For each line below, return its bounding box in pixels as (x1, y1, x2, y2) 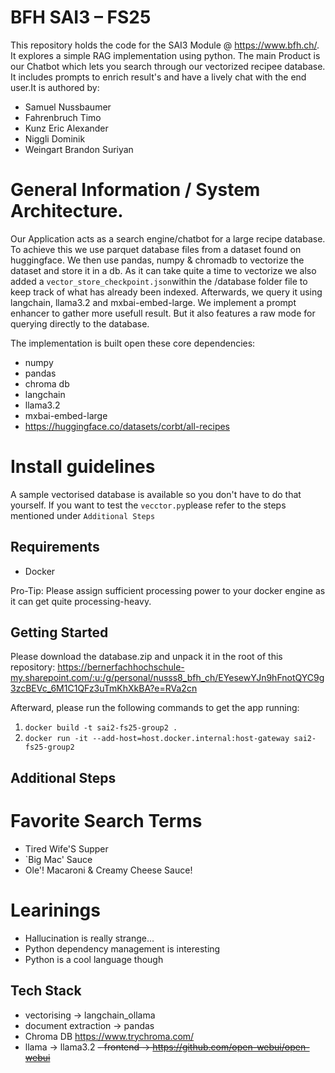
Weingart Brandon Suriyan (24, 143, 134, 155)
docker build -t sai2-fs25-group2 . (24, 723, 178, 733)
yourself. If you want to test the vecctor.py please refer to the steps (10, 499, 287, 511)
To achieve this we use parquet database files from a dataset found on (10, 243, 302, 255)
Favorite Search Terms (10, 810, 203, 833)
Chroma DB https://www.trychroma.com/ (24, 1030, 195, 1042)
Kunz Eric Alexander (24, 122, 109, 134)
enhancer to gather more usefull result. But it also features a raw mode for (10, 307, 316, 319)
